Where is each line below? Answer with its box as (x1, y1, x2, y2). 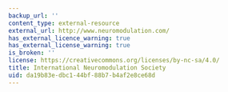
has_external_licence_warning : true (8, 34, 130, 42)
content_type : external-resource (8, 19, 120, 27)
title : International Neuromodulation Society (8, 64, 166, 72)
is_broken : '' (8, 49, 56, 57)
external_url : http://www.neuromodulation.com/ (8, 26, 170, 34)
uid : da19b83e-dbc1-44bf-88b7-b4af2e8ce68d (8, 71, 156, 79)
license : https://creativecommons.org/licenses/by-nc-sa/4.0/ (8, 57, 220, 65)
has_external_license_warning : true (8, 42, 130, 50)
